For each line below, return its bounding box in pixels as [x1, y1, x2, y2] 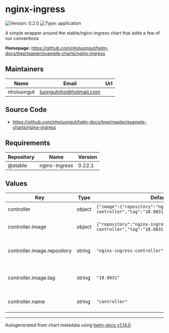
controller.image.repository [8, 247, 72, 255]
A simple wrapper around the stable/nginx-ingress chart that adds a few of [5, 30, 160, 36]
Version [77, 153, 97, 160]
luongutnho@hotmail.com [39, 88, 101, 95]
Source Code [5, 106, 47, 114]
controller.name [8, 298, 45, 305]
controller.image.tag [8, 274, 55, 281]
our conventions [5, 35, 39, 41]
